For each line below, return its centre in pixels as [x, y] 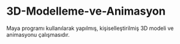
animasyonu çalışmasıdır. [38, 34]
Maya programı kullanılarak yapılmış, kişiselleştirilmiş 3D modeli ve [90, 28]
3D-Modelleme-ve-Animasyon [86, 11]
